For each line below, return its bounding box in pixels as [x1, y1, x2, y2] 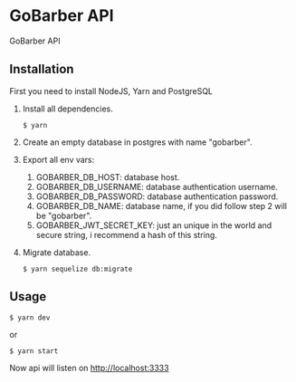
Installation [9, 62, 74, 77]
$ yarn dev [9, 313, 51, 322]
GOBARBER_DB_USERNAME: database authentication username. [35, 181, 279, 192]
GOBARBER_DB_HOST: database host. [35, 171, 180, 182]
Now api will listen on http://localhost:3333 [9, 362, 169, 373]
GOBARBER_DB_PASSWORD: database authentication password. [35, 191, 279, 202]
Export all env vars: [22, 154, 95, 165]
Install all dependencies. [22, 103, 113, 114]
